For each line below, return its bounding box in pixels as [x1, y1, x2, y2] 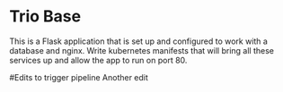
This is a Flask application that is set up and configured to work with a [9, 36, 268, 46]
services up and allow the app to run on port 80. [9, 54, 188, 65]
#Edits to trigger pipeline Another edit [9, 71, 148, 82]
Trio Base [9, 6, 82, 27]
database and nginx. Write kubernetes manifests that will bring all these [9, 45, 274, 55]
